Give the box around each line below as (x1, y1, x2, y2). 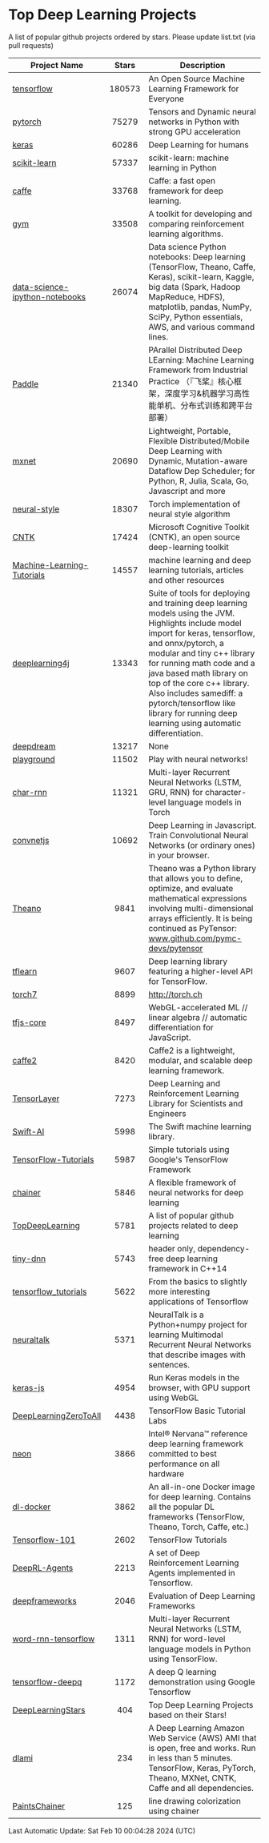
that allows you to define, (147, 873, 243, 884)
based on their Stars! (147, 1709, 227, 1721)
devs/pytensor (147, 942, 203, 954)
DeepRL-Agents (12, 1562, 74, 1573)
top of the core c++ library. (147, 677, 250, 689)
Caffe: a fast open (147, 175, 216, 186)
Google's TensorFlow (147, 1154, 229, 1165)
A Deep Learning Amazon (147, 1722, 245, 1733)
